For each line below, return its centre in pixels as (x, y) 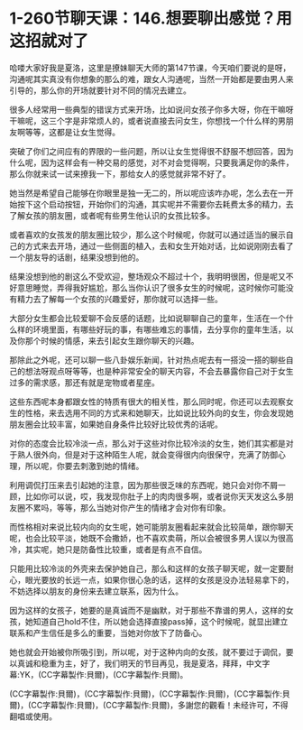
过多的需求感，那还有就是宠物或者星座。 (84, 382)
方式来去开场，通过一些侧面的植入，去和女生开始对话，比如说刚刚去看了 (159, 245)
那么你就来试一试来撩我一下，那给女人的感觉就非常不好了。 (120, 173)
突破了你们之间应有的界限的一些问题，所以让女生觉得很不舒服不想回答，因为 (151, 151)
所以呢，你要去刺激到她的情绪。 (84, 466)
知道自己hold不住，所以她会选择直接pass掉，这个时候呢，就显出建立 (161, 621)
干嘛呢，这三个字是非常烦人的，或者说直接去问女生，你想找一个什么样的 (143, 120)
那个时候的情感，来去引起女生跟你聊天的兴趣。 (112, 340)
